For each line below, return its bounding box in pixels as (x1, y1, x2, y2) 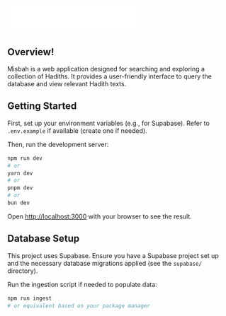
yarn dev (7, 170, 33, 177)
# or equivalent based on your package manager (7, 302, 151, 309)
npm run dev (7, 154, 43, 162)
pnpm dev (7, 185, 33, 192)
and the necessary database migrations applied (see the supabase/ (7, 259, 203, 267)
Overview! (7, 46, 55, 58)
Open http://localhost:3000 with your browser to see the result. (7, 212, 193, 221)
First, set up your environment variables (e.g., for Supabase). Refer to (7, 119, 210, 127)
